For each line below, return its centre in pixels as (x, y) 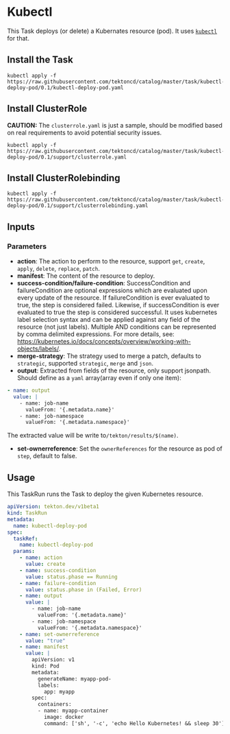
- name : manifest (44, 647)
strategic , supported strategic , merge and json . (85, 364)
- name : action (41, 558)
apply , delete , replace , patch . (59, 269)
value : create (46, 564)
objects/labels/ (38, 349)
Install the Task (40, 60)
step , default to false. (47, 456)
